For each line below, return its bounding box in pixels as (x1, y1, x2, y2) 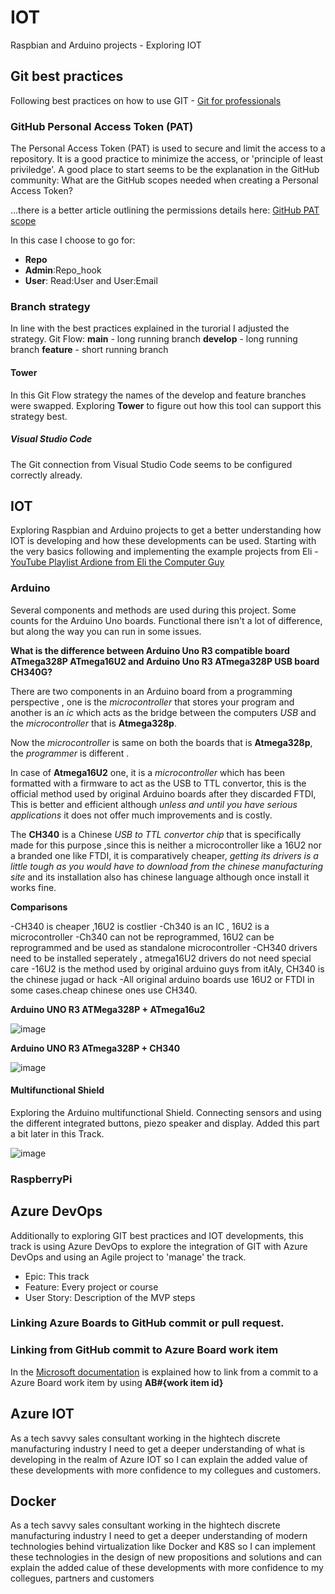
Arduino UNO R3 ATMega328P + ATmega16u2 (10, 1003, 206, 1015)
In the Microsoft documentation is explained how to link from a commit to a (10, 1366, 319, 1378)
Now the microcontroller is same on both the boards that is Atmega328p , (10, 736, 313, 748)
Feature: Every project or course (24, 1281, 159, 1293)
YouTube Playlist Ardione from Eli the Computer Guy (10, 556, 225, 568)
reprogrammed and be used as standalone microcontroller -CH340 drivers (10, 941, 318, 953)
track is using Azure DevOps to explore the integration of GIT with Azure (10, 1240, 308, 1252)
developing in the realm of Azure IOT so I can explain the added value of (10, 1453, 308, 1465)
